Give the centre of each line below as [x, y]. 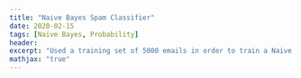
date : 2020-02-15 [42, 26]
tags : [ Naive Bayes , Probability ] [74, 34]
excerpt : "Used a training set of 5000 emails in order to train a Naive [151, 51]
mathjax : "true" [40, 59]
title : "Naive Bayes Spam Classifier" [82, 17]
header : [24, 43]
